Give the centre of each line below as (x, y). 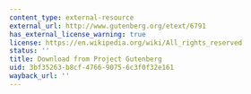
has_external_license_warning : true (78, 34)
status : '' (30, 51)
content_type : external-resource (72, 17)
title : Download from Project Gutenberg (86, 59)
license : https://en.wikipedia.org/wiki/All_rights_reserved (126, 43)
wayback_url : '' (39, 76)
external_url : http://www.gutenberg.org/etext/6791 (108, 26)
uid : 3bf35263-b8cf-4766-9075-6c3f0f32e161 (92, 68)
